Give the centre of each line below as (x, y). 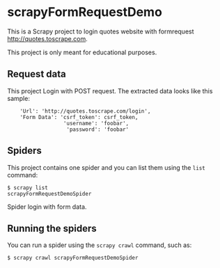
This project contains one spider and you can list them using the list (106, 167)
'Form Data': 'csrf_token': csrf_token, (79, 117)
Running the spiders (52, 228)
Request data (37, 74)
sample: (18, 98)
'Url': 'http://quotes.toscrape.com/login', (85, 111)
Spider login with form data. (47, 207)
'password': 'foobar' (98, 129)
